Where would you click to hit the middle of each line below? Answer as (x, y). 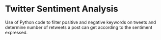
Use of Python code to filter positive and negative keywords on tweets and (80, 22)
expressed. (16, 32)
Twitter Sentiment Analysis (62, 9)
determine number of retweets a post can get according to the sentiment (79, 27)
